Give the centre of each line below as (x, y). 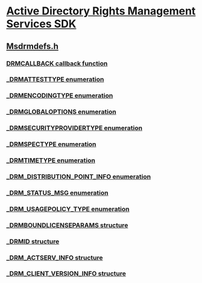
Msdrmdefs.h (33, 46)
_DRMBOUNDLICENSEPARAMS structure (67, 225)
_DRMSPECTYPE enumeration (51, 144)
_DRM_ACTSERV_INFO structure (55, 258)
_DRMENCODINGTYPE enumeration (60, 96)
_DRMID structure (33, 241)
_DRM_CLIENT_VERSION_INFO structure (66, 274)
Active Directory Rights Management (101, 11)
